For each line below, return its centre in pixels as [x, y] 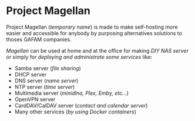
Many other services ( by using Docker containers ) [75, 112]
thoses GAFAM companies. [39, 39]
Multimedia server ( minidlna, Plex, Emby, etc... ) [72, 93]
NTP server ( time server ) [45, 87]
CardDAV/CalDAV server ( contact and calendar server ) [81, 105]
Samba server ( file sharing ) [48, 68]
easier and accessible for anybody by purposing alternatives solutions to [94, 33]
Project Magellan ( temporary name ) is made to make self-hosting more [92, 27]
